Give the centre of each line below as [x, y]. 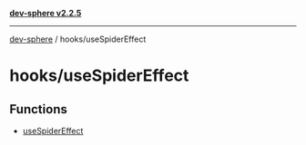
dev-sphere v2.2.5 [46, 13]
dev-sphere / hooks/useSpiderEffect [78, 39]
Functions [39, 109]
